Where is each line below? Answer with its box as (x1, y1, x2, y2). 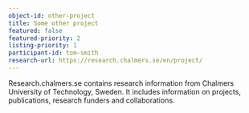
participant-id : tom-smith (8, 49, 99, 57)
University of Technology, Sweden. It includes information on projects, (8, 87, 241, 96)
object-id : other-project (8, 11, 95, 20)
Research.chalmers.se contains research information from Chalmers (8, 78, 235, 88)
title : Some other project (8, 19, 99, 27)
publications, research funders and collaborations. (8, 95, 175, 105)
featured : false (8, 26, 63, 34)
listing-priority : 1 (8, 42, 78, 50)
